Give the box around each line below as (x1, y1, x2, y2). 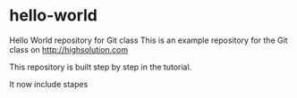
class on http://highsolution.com (9, 44, 129, 54)
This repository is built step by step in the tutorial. (9, 61, 192, 72)
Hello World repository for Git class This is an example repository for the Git (9, 35, 288, 45)
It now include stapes (9, 78, 89, 89)
